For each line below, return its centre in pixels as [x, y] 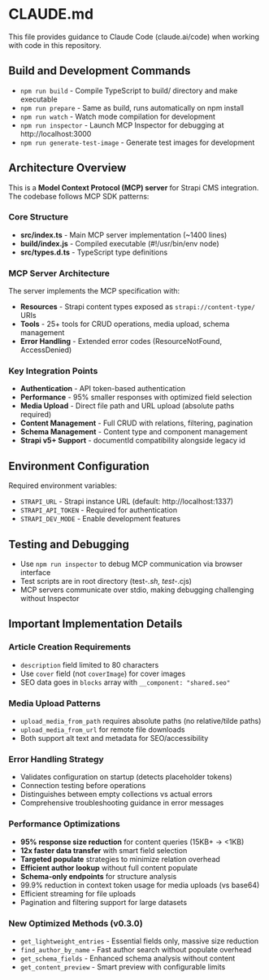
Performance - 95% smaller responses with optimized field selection [136, 397]
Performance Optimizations [64, 824]
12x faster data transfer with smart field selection [104, 850]
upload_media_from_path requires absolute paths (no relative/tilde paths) [141, 721]
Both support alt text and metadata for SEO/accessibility [114, 738]
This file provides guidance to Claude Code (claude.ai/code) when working [134, 37]
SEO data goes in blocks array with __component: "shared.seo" [125, 682]
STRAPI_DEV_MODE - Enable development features [100, 519]
